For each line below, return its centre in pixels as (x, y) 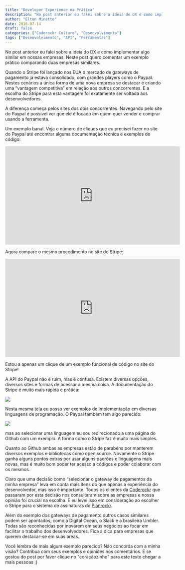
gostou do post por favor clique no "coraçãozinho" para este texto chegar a (83, 557)
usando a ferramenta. (27, 119)
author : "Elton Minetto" (31, 19)
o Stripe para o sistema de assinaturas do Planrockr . (59, 506)
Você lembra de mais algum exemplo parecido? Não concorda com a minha (83, 546)
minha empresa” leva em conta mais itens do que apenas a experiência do (82, 484)
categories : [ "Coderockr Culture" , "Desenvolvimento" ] (63, 33)
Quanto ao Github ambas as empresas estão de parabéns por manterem (79, 448)
